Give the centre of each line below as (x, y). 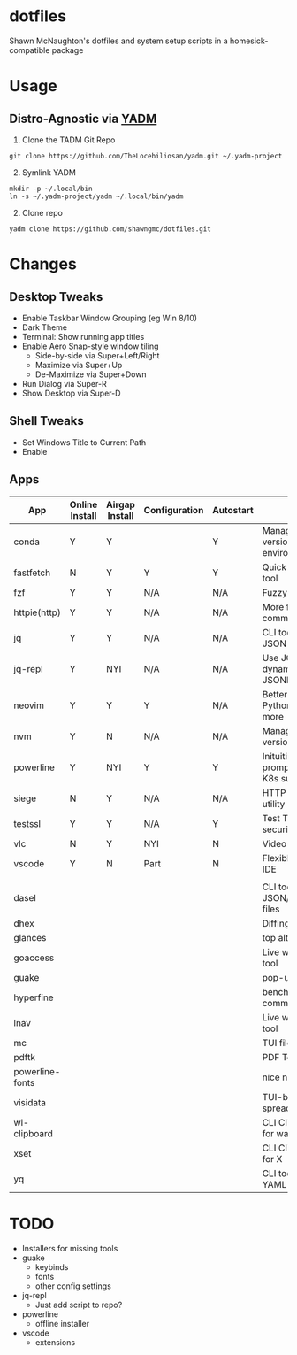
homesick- (249, 41)
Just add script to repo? (79, 1305)
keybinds (52, 1266)
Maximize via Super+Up (79, 365)
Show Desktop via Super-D (71, 393)
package (68, 50)
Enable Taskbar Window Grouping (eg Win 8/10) (109, 318)
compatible (30, 50)
